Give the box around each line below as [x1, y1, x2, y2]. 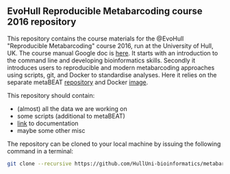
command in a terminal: [7, 147, 74, 155]
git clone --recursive [7, 160, 72, 167]
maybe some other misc [16, 126, 86, 134]
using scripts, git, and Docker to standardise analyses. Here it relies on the [7, 71, 217, 79]
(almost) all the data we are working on [16, 104, 128, 112]
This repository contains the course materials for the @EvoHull [7, 34, 184, 42]
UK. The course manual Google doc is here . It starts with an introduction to [7, 49, 218, 57]
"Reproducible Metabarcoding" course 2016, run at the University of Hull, [7, 41, 214, 50]
